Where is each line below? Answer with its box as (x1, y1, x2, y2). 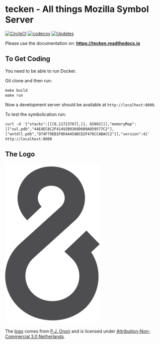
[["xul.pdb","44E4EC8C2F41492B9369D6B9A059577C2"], (5, 126, 114, 132)
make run (5, 93, 23, 98)
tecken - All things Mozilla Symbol (5, 3, 149, 15)
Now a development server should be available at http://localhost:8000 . (5, 101, 156, 108)
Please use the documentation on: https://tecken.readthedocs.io (5, 40, 141, 46)
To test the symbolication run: (5, 111, 66, 117)
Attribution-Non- (116, 328, 151, 334)
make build (5, 88, 28, 93)
